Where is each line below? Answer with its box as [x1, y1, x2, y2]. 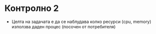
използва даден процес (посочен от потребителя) [11, 23, 116, 29]
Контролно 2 [4, 3, 59, 14]
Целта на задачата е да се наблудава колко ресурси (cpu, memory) [11, 19, 152, 24]
